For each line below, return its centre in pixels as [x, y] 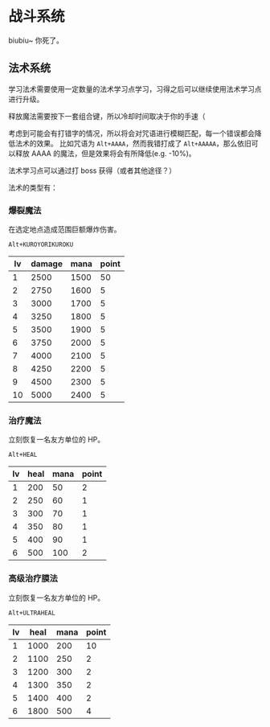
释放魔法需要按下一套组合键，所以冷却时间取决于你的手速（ [107, 116]
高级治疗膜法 [33, 578]
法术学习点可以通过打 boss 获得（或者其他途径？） [92, 170]
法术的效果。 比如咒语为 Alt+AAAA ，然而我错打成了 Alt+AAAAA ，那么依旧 [133, 143]
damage [47, 264]
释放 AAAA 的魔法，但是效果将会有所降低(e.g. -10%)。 [105, 153]
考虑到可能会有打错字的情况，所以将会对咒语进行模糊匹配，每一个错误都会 [131, 133]
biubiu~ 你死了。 [36, 40]
